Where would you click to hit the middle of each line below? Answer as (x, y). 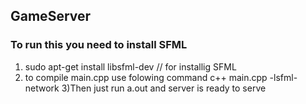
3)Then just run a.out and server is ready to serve (164, 88)
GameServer (51, 16)
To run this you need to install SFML (99, 45)
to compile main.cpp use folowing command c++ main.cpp (146, 77)
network (42, 88)
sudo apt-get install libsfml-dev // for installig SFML (130, 66)
